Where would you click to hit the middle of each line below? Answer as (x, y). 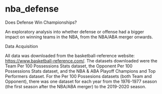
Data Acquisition (21, 46)
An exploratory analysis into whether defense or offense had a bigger (75, 31)
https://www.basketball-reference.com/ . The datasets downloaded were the (81, 61)
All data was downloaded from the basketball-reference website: (70, 55)
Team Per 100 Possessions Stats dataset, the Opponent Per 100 (69, 66)
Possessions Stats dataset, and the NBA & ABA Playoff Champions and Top (80, 71)
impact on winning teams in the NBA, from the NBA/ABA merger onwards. (79, 37)
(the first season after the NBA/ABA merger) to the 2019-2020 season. (76, 86)
